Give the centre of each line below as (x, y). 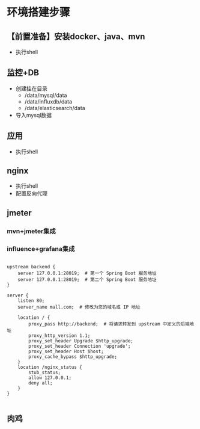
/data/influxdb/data (48, 101)
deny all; (41, 383)
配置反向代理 (31, 194)
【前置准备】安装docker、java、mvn (76, 36)
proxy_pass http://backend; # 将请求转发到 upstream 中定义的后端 (109, 324)
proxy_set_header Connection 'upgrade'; (80, 347)
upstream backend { (31, 267)
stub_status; (45, 373)
